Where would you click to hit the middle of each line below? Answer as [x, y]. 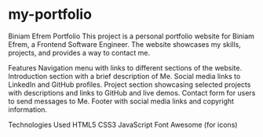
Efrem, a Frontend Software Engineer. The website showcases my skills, [124, 44]
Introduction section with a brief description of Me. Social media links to [124, 76]
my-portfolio [50, 14]
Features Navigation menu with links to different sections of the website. [125, 67]
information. [28, 109]
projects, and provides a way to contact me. [79, 52]
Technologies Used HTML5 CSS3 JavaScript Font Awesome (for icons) [123, 124]
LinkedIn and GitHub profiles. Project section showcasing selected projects [130, 85]
